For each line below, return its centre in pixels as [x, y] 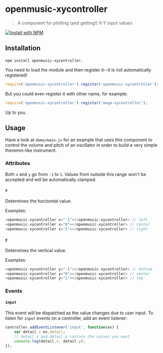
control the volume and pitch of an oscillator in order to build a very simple [81, 145]
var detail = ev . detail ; [40, 332]
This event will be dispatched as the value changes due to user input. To [79, 313]
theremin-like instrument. [31, 151]
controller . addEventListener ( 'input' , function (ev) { [62, 327]
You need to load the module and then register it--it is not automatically [78, 70]
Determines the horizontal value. [39, 201]
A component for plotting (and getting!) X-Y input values [75, 23]
